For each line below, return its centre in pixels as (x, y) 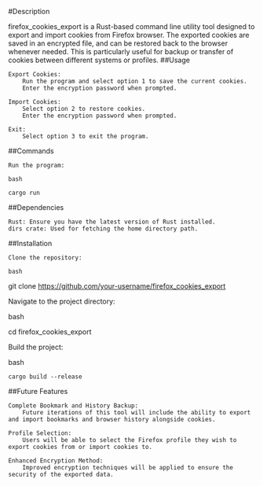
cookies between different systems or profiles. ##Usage (99, 60)
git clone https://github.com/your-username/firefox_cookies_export (117, 286)
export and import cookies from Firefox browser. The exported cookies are (129, 35)
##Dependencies (36, 207)
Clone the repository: (45, 258)
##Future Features (38, 391)
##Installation (30, 243)
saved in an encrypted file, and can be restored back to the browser (118, 43)
